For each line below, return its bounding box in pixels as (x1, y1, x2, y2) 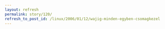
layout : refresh (5, 7, 39, 12)
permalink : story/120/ (5, 12, 52, 17)
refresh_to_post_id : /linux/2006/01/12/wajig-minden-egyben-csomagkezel (5, 16, 160, 21)
